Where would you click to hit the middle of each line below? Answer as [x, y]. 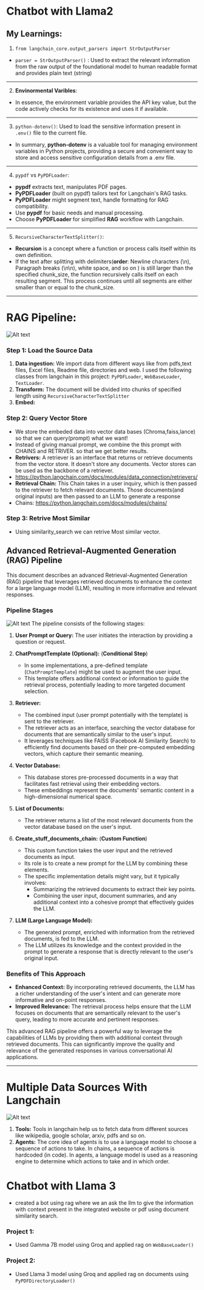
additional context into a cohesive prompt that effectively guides [114, 902]
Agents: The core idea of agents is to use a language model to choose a [106, 1142]
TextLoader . [29, 383]
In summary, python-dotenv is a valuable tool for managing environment [106, 145]
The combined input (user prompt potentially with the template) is [106, 714]
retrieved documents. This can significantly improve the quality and [90, 1044]
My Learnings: [34, 34]
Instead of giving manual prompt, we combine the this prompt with [98, 444]
